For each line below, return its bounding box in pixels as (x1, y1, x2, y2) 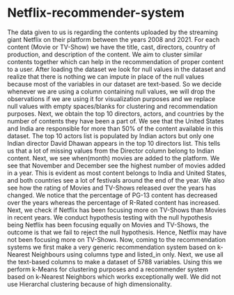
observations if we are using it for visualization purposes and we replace (7, 94, 216, 103)
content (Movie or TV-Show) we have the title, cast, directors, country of (7, 43, 216, 51)
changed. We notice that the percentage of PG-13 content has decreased (7, 190, 218, 199)
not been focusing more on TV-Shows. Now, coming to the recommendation (7, 235, 226, 243)
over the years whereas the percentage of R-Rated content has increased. (7, 198, 221, 206)
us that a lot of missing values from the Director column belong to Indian (7, 146, 214, 155)
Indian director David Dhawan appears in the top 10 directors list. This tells (7, 139, 221, 147)
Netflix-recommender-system (7, 5, 185, 21)
